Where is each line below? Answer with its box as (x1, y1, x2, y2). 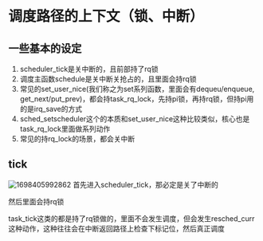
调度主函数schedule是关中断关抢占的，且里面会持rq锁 (19, 74, 197, 84)
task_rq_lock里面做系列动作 (19, 124, 111, 133)
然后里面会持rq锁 (8, 196, 65, 206)
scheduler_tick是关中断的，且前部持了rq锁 (19, 65, 159, 73)
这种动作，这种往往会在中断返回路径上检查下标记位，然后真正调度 (8, 223, 225, 233)
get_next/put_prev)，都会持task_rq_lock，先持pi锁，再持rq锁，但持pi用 (19, 94, 254, 104)
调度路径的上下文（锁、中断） (8, 7, 205, 26)
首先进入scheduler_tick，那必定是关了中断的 (73, 180, 219, 189)
